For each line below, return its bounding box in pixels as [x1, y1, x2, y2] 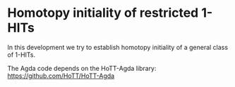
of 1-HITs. [7, 51, 36, 59]
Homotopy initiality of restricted [7, 5, 199, 21]
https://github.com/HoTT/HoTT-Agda [7, 72, 115, 80]
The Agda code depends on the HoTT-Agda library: [7, 64, 157, 72]
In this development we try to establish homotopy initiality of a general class [7, 43, 228, 51]
